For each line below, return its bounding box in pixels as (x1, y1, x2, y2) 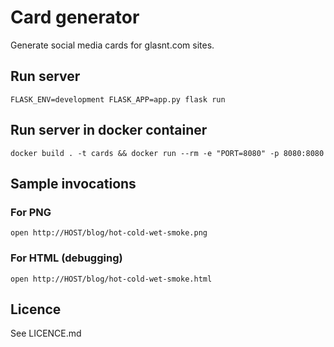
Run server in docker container (10, 122, 208, 139)
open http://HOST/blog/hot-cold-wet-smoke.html (10, 274, 213, 284)
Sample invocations (10, 175, 137, 192)
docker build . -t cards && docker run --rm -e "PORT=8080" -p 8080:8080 (10, 148, 325, 158)
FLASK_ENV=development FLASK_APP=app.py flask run (10, 94, 226, 105)
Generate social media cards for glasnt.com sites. (10, 39, 215, 51)
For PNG (10, 205, 52, 219)
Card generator (10, 6, 140, 29)
